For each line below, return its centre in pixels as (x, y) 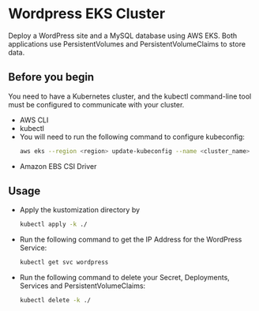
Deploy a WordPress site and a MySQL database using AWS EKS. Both (123, 36)
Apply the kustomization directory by (80, 210)
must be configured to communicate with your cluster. (96, 104)
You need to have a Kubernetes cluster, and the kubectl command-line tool (130, 96)
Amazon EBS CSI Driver (58, 166)
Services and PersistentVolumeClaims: (83, 286)
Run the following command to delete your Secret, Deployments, (125, 278)
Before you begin (51, 77)
